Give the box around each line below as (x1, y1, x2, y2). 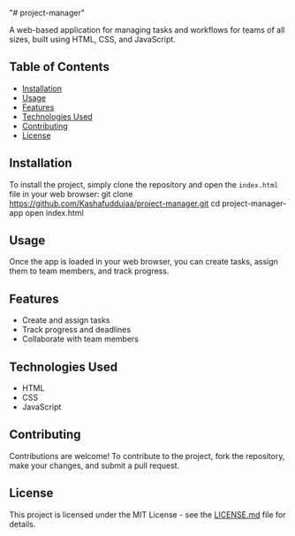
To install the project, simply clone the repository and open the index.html (9, 179, 279, 189)
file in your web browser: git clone (9, 188, 133, 199)
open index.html (25, 207, 84, 218)
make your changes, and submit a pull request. (9, 460, 180, 471)
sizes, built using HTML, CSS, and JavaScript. (9, 34, 177, 44)
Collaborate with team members (21, 333, 140, 344)
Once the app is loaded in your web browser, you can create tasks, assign (9, 257, 278, 267)
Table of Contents (9, 59, 110, 74)
